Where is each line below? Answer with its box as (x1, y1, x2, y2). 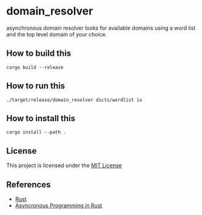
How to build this (6, 48, 72, 59)
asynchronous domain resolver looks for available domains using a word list (6, 24, 196, 31)
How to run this (6, 81, 66, 91)
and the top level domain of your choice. (6, 30, 107, 38)
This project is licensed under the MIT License (6, 162, 123, 169)
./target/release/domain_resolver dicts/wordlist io (6, 97, 143, 103)
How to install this (6, 113, 76, 124)
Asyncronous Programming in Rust (15, 202, 103, 209)
